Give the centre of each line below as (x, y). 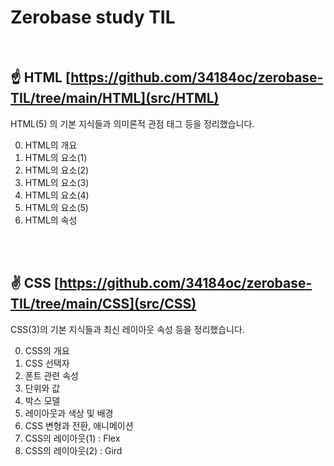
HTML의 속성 (51, 220)
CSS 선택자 (47, 363)
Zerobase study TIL (93, 17)
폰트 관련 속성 (51, 375)
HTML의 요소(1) (56, 157)
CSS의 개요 (47, 350)
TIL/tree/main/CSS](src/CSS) (103, 304)
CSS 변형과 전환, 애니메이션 (79, 425)
